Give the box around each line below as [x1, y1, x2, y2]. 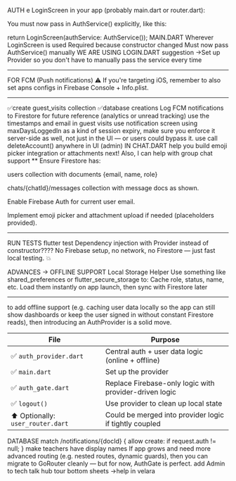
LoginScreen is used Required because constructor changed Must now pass [7, 41, 229, 49]
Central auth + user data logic [105, 346, 204, 356]
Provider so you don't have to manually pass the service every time [7, 56, 202, 64]
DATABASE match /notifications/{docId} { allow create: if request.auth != [7, 437, 216, 445]
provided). [7, 218, 37, 227]
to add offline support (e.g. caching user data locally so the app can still [7, 303, 216, 311]
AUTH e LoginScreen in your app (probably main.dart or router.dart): [7, 6, 206, 14]
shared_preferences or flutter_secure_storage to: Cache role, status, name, [7, 275, 225, 284]
